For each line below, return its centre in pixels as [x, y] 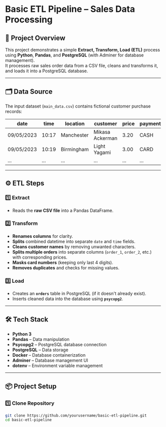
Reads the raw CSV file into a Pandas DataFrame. [63, 210]
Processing [29, 20]
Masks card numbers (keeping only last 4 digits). [63, 262]
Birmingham [75, 149]
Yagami [102, 152]
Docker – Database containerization [49, 355]
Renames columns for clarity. [42, 236]
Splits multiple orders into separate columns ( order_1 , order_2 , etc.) [82, 252]
